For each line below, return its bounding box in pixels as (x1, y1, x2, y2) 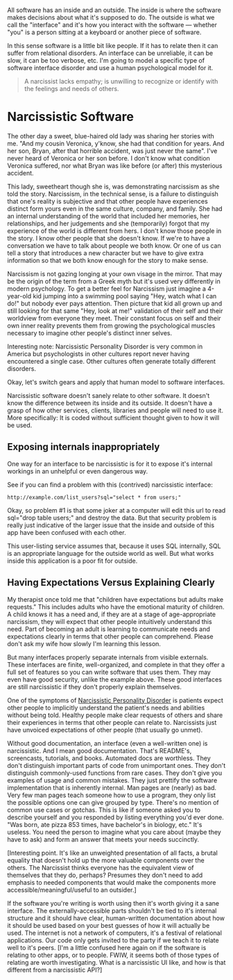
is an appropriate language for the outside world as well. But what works (7, 549, 214, 557)
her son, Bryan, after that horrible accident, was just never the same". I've (7, 146, 218, 155)
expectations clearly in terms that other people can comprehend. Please (7, 632, 214, 641)
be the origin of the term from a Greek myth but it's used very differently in (7, 277, 221, 285)
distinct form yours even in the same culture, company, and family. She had (7, 204, 223, 213)
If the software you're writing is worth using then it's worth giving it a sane (7, 899, 220, 907)
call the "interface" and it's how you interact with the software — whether (7, 21, 217, 29)
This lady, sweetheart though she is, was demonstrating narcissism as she (7, 182, 220, 191)
